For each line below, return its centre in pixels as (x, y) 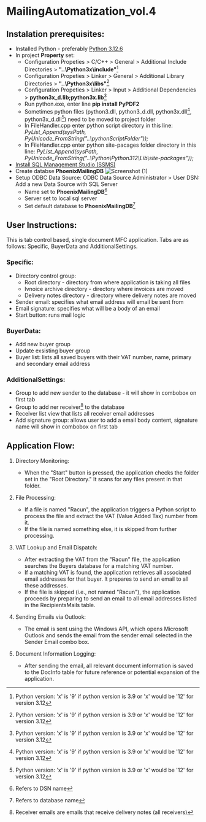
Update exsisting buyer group (53, 351)
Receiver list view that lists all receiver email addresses (85, 413)
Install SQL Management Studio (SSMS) (65, 165)
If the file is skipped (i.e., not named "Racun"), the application (102, 592)
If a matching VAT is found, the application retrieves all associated (108, 572)
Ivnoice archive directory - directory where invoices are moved (104, 289)
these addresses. (46, 585)
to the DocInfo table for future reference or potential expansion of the (112, 672)
